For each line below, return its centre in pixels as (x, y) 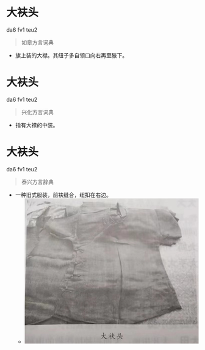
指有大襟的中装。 (37, 125)
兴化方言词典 (37, 112)
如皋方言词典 (37, 42)
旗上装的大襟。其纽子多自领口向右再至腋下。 (71, 55)
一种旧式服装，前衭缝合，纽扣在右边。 (63, 195)
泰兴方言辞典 (37, 182)
